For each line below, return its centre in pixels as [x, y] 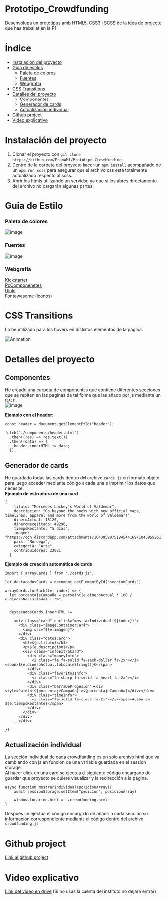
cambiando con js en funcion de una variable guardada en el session [76, 762]
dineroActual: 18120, [36, 520]
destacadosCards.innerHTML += [41, 612]
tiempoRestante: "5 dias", [42, 528]
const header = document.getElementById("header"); [60, 424]
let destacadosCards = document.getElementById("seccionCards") [73, 582]
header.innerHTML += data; [42, 446]
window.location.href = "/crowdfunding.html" [62, 800]
